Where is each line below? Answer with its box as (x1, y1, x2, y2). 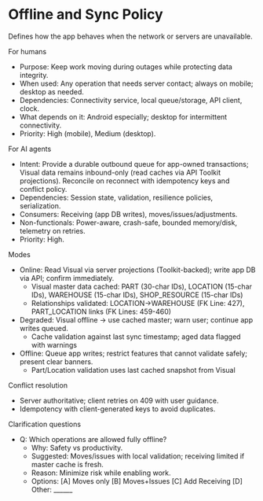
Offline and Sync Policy (8, 6, 163, 24)
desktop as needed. (19, 87, 85, 96)
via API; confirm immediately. (19, 273, 115, 282)
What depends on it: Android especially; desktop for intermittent (19, 112, 228, 121)
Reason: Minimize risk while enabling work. (31, 468, 171, 477)
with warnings (31, 340, 77, 349)
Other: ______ (31, 484, 73, 494)
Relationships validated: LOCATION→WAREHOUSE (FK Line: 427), (31, 298, 245, 308)
